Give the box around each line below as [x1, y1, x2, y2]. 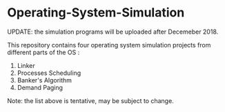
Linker [17, 61, 36, 69]
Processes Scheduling [17, 69, 81, 77]
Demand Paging [17, 83, 63, 91]
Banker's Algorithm [17, 76, 72, 84]
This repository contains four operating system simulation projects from [7, 41, 211, 49]
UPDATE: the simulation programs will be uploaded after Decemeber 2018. [7, 27, 219, 36]
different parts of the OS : [7, 48, 80, 56]
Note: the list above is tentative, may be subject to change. [7, 96, 174, 104]
